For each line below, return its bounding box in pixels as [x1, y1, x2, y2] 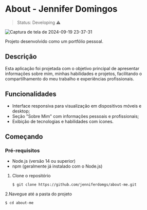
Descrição [5, 53, 37, 61]
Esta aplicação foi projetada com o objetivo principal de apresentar [5, 65, 140, 71]
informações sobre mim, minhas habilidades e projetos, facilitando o [5, 71, 142, 76]
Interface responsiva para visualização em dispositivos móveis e [12, 103, 142, 109]
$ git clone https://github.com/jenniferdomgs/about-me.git [12, 182, 137, 187]
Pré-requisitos [5, 147, 40, 154]
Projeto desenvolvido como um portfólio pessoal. [5, 38, 104, 44]
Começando [5, 133, 43, 141]
